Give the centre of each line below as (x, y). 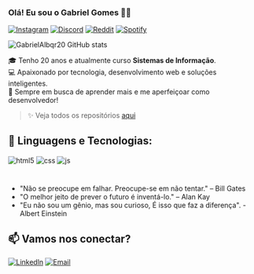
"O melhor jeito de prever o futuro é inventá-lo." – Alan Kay (115, 196)
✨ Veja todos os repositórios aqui (81, 115)
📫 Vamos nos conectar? (70, 239)
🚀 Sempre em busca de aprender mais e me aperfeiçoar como (109, 92)
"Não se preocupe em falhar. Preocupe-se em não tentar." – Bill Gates (133, 188)
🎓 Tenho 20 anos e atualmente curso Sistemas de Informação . (112, 60)
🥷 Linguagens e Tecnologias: (80, 141)
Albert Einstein (43, 213)
